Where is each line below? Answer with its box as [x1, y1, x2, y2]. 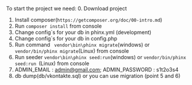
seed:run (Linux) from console [14, 60, 90, 67]
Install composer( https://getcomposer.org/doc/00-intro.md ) [14, 16, 162, 23]
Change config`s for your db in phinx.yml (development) [14, 29, 152, 36]
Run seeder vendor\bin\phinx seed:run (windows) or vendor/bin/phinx [14, 54, 186, 60]
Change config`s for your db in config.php [14, 35, 118, 42]
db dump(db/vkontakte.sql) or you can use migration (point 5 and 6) [14, 73, 181, 79]
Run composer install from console [14, 23, 102, 29]
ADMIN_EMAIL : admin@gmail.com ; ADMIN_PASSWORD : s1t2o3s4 [14, 66, 179, 73]
